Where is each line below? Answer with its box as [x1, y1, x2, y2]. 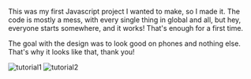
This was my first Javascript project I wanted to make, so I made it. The [8, 7, 241, 16]
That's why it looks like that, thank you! [8, 47, 136, 56]
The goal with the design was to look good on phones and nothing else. [8, 39, 241, 48]
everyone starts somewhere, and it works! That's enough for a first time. [8, 24, 243, 32]
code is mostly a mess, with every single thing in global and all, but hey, [8, 15, 242, 24]
